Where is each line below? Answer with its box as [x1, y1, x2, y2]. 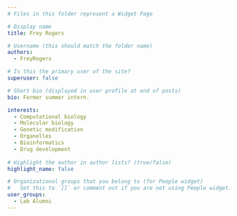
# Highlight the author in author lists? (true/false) [7, 159, 172, 166]
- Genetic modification [13, 126, 83, 134]
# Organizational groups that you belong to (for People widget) [7, 178, 203, 185]
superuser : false [7, 75, 59, 82]
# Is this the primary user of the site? [7, 68, 131, 75]
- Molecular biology [13, 120, 74, 127]
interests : [7, 106, 39, 113]
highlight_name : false [7, 165, 74, 172]
